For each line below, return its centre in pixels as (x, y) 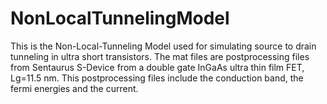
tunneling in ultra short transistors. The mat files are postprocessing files (160, 56)
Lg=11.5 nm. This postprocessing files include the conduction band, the (157, 78)
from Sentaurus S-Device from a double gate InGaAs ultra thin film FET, (157, 67)
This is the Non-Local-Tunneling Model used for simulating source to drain (163, 46)
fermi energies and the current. (74, 88)
